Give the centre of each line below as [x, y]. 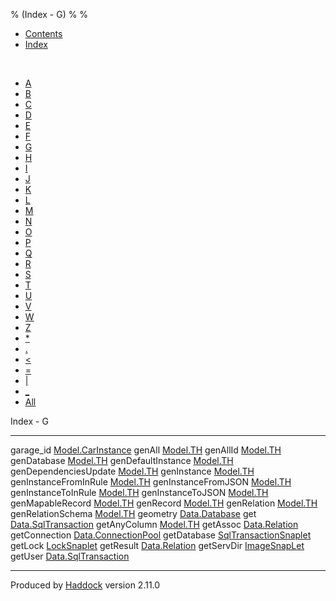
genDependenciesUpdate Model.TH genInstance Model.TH [132, 471]
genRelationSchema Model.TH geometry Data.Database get [133, 513]
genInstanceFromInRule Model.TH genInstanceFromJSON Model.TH [151, 482]
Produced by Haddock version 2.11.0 [85, 585]
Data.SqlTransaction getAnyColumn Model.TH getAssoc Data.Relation [154, 524]
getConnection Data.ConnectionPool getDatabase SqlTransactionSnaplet [161, 535]
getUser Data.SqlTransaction [70, 556]
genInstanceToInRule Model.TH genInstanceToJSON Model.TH [139, 492]
